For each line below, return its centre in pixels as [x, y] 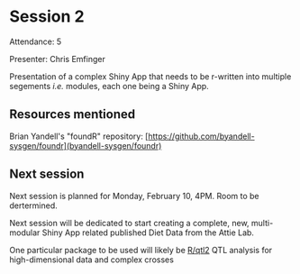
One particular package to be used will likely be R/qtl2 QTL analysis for [141, 250]
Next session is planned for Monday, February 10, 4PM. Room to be [134, 196]
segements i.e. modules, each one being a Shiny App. [109, 86]
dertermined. [34, 205]
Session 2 [47, 17]
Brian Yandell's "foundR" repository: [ [79, 136]
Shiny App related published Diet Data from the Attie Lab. [148, 233]
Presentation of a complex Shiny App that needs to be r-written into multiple [150, 76]
